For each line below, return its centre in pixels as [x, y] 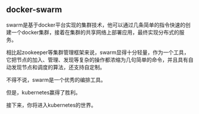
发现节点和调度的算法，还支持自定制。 [58, 67]
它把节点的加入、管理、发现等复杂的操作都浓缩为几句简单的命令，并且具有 [97, 59]
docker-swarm [34, 10]
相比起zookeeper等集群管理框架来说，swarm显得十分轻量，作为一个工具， [98, 52]
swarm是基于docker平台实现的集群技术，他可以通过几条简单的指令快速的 [96, 25]
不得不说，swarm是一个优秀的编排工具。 [56, 80]
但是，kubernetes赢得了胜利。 [44, 92]
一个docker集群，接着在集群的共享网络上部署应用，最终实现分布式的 [95, 32]
